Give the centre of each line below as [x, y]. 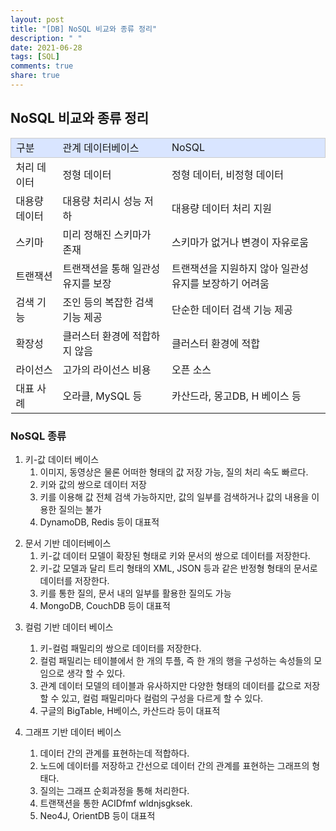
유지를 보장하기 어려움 [220, 283]
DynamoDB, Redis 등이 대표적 [99, 522]
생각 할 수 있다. [96, 673]
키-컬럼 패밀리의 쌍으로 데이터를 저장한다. [120, 648]
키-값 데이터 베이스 [62, 459]
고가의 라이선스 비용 [107, 369]
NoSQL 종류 [38, 436]
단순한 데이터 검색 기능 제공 [232, 309]
